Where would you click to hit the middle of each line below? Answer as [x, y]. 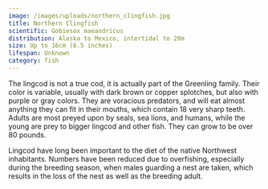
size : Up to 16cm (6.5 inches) [61, 46]
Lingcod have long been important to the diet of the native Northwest [123, 150]
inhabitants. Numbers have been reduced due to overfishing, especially [126, 158]
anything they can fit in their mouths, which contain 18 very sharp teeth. [127, 109]
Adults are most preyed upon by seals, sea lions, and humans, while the [127, 117]
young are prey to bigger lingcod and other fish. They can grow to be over [131, 126]
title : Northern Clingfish [53, 23]
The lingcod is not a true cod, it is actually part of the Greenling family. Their [134, 83]
